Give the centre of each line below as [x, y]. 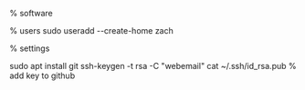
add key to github [42, 75]
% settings [30, 48]
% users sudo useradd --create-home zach [91, 30]
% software [31, 13]
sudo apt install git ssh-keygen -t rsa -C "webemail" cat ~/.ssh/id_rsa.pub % [153, 66]
